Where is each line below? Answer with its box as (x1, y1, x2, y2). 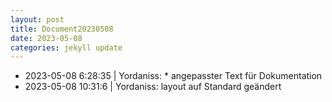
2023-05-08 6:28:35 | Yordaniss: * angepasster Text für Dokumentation (24, 70, 323, 82)
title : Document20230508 (10, 24, 114, 34)
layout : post (10, 14, 65, 25)
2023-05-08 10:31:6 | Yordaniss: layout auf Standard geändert (24, 81, 282, 93)
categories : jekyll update (10, 42, 123, 53)
